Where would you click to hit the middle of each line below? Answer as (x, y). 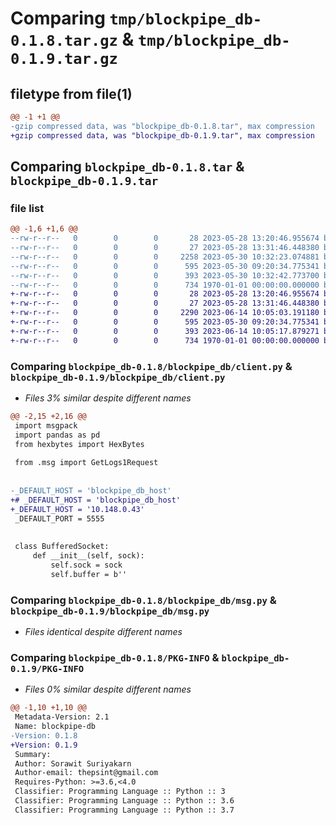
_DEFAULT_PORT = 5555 (59, 518)
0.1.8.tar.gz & (72, 39)
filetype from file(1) (71, 93)
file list (27, 208)
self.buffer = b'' (89, 574)
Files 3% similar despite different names (108, 398)
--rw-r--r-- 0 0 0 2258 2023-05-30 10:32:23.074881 (165, 257)
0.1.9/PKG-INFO (47, 668)
